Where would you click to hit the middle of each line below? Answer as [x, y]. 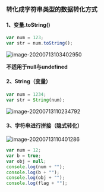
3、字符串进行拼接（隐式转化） [45, 125]
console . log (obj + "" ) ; [36, 178]
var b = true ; [24, 156]
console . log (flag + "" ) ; [37, 183]
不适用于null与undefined [37, 67]
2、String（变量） [29, 81]
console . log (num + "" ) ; [36, 167]
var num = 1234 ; [26, 95]
